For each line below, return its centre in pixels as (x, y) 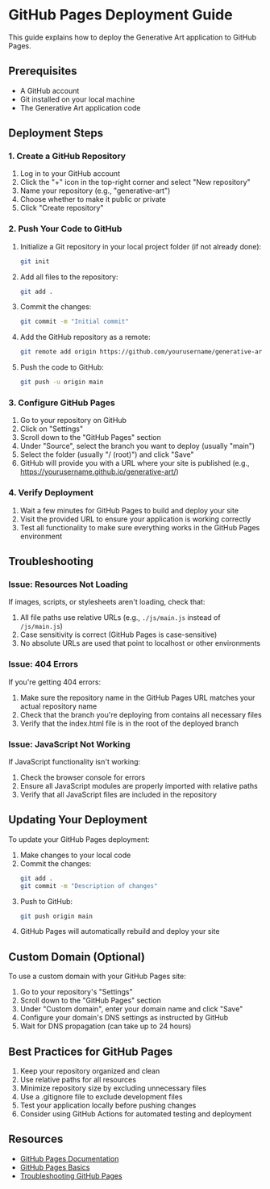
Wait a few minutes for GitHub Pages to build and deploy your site (129, 510)
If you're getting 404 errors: (55, 682)
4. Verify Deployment (51, 492)
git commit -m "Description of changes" (89, 885)
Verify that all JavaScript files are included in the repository (118, 794)
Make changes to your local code (75, 855)
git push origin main (56, 916)
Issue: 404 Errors (44, 664)
